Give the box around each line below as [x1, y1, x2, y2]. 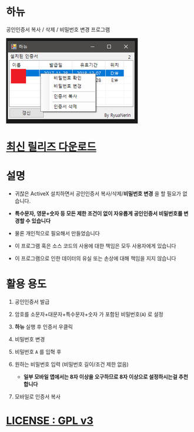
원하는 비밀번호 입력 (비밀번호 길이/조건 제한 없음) [14, 361, 129, 368]
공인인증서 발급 [14, 298, 50, 305]
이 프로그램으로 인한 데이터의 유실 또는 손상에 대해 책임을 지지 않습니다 [14, 255, 176, 262]
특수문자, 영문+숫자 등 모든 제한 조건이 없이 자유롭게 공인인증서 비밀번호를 [14, 210, 183, 217]
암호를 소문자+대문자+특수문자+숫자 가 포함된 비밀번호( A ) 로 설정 [14, 311, 163, 318]
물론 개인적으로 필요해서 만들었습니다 [14, 230, 100, 237]
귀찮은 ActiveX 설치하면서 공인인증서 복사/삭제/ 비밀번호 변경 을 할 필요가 [14, 190, 181, 197]
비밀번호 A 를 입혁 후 [14, 348, 62, 355]
